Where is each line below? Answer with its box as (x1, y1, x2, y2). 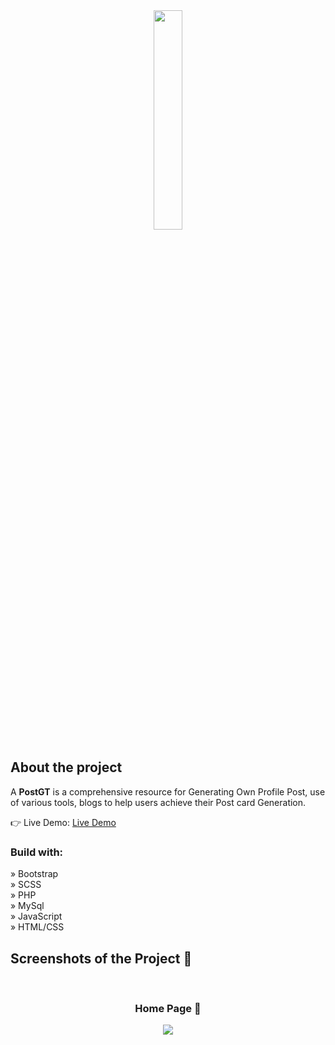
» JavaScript (10, 910, 63, 923)
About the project (10, 759, 123, 776)
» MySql (10, 900, 45, 912)
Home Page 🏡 (134, 1001, 202, 1015)
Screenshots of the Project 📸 (10, 950, 193, 967)
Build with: (10, 845, 64, 859)
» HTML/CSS (10, 921, 65, 933)
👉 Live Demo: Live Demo (10, 816, 117, 828)
